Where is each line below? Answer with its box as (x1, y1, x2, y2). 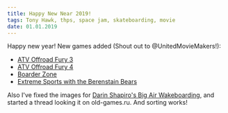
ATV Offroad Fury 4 (17, 63, 74, 71)
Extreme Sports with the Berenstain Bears (17, 78, 138, 86)
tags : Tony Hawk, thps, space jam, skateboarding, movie (7, 17, 176, 24)
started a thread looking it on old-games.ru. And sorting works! (7, 98, 188, 107)
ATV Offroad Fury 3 (17, 55, 74, 64)
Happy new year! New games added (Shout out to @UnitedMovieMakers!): (7, 42, 221, 51)
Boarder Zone (17, 70, 57, 78)
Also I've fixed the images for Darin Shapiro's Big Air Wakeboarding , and (7, 91, 215, 99)
